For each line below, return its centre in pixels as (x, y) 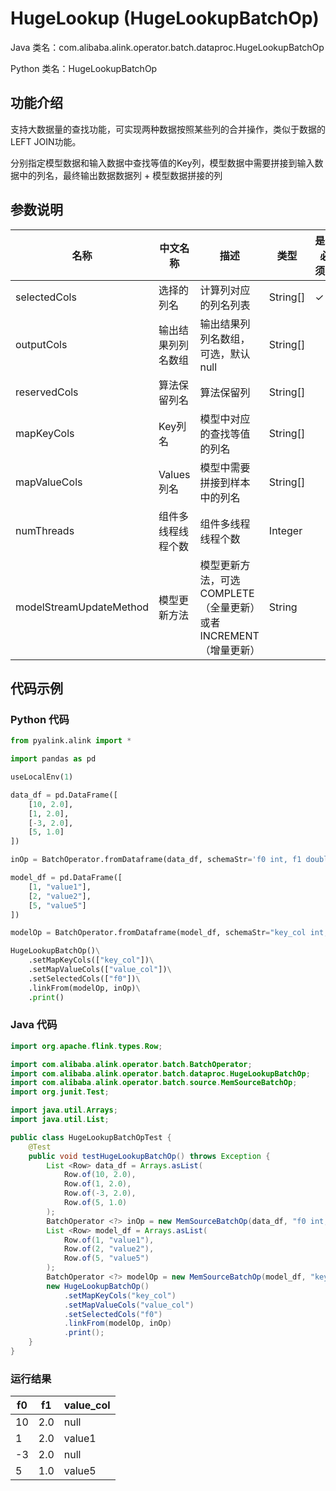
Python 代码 (40, 719)
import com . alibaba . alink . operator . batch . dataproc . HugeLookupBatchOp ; (160, 1073)
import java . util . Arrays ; (64, 1110)
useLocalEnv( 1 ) (42, 777)
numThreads (45, 530)
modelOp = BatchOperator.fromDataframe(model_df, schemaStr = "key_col (158, 933)
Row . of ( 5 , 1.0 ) (95, 1203)
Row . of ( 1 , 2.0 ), (97, 1184)
